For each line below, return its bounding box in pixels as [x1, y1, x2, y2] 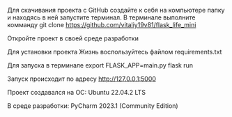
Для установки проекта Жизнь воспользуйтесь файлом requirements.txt [7, 48, 222, 56]
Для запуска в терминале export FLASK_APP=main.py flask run [7, 61, 194, 69]
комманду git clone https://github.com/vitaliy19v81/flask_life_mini [7, 21, 196, 29]
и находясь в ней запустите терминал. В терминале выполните [7, 13, 196, 22]
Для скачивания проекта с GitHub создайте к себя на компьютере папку [7, 6, 225, 14]
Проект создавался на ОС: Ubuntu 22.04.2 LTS [7, 88, 146, 96]
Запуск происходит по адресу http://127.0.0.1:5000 [7, 75, 157, 83]
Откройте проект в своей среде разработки [7, 34, 139, 42]
